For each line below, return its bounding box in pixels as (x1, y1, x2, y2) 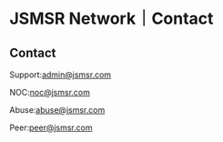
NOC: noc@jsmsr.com (9, 87, 91, 97)
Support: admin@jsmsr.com (9, 69, 112, 80)
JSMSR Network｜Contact (9, 8, 214, 29)
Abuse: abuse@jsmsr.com (9, 105, 106, 115)
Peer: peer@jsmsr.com (9, 122, 93, 133)
